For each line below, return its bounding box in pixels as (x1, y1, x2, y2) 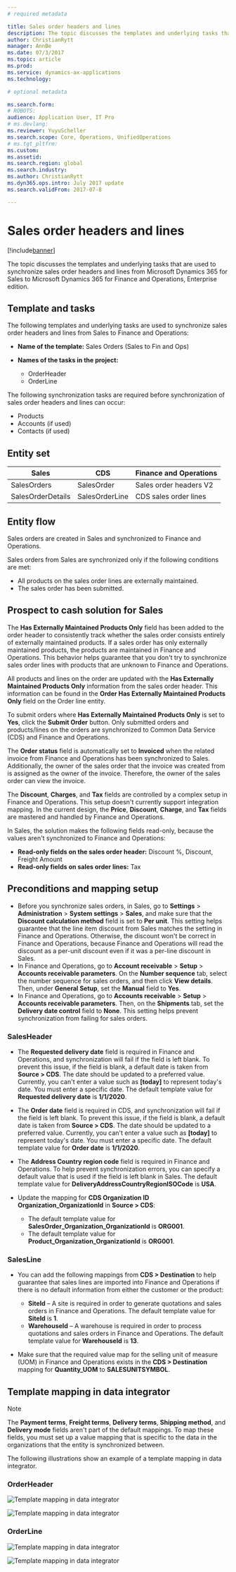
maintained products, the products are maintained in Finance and (7, 646, 196, 654)
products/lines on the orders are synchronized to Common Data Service (7, 725, 216, 734)
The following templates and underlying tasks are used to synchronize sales (7, 321, 228, 330)
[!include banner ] (7, 246, 55, 254)
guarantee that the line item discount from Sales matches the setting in (17, 924, 223, 933)
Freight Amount (17, 854, 63, 864)
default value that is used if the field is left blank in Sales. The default (17, 1172, 218, 1181)
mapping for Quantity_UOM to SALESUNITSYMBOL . (17, 1365, 171, 1374)
